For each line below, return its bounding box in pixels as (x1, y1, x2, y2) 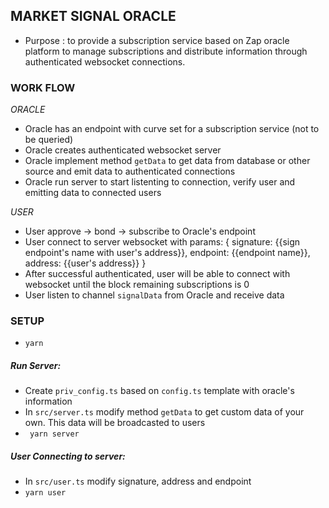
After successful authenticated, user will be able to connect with (24, 268, 291, 280)
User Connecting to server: (10, 450, 126, 462)
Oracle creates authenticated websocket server (24, 144, 222, 156)
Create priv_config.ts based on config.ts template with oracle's (24, 385, 295, 397)
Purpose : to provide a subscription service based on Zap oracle (24, 34, 290, 46)
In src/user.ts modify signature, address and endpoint (24, 475, 252, 488)
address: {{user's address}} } (24, 257, 147, 269)
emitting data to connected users (24, 187, 162, 199)
